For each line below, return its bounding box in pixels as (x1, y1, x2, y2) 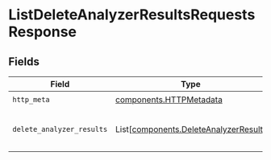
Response (8, 23, 77, 41)
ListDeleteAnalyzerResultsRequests (8, 6, 256, 24)
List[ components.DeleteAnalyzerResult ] (115, 124, 266, 134)
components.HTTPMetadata (115, 94, 223, 105)
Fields (8, 55, 40, 68)
